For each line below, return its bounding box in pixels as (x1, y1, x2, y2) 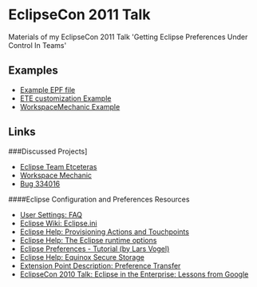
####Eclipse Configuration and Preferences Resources (8, 194, 190, 204)
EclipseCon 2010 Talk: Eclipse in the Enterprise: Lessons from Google (19, 269, 249, 279)
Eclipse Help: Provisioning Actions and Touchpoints (19, 226, 190, 237)
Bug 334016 (19, 178, 61, 189)
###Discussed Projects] (8, 146, 88, 156)
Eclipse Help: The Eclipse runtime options (19, 235, 157, 245)
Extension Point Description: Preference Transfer (19, 261, 181, 270)
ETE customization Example (19, 94, 112, 103)
